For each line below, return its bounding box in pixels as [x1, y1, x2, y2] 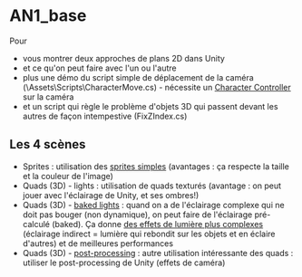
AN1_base [9, 5, 87, 26]
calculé [22, 218, 51, 229]
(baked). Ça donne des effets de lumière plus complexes [51, 218, 264, 229]
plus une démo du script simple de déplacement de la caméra [22, 72, 254, 82]
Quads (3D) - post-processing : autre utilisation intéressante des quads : [22, 247, 294, 258]
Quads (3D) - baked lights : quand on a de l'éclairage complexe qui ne [22, 199, 285, 210]
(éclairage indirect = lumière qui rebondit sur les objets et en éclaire [22, 228, 276, 239]
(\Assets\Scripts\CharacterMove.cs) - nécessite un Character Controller [22, 81, 292, 92]
